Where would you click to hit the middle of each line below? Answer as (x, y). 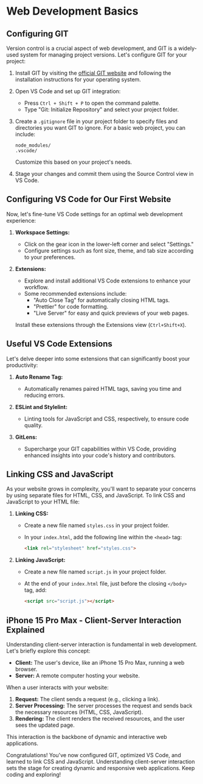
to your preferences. (50, 257)
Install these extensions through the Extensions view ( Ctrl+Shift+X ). (101, 324)
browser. (26, 669)
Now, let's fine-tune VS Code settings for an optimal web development (95, 214)
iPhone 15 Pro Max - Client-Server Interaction (94, 620)
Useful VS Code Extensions (59, 344)
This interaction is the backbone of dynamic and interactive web (87, 737)
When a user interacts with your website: (57, 687)
